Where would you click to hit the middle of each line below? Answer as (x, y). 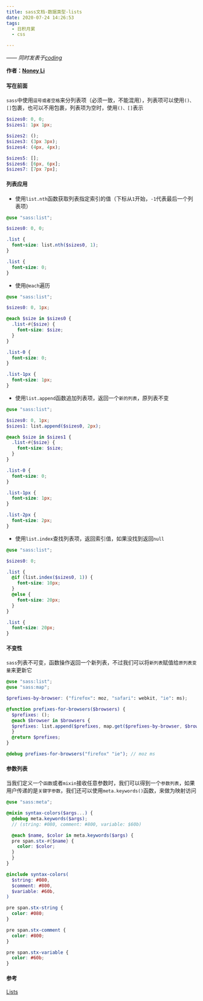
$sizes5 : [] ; (23, 158)
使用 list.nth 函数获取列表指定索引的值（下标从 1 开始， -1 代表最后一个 (101, 198)
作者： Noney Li (26, 71)
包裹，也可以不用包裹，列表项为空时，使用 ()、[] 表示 (78, 108)
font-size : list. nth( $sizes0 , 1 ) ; (55, 245)
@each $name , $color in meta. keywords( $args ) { (73, 835)
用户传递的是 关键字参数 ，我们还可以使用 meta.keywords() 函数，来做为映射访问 (101, 791)
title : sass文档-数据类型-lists (44, 12)
